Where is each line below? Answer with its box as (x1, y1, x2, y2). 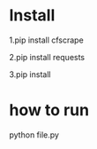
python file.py (9, 129, 60, 140)
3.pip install (9, 68, 51, 80)
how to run (9, 100, 90, 121)
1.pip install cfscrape (9, 35, 84, 45)
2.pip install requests (9, 51, 86, 62)
